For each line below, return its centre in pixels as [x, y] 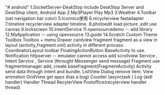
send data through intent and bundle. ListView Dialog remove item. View [79, 71]
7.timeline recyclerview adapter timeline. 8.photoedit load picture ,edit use [81, 24]
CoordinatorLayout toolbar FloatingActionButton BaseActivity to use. [75, 50]
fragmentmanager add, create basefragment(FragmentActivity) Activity [79, 66]
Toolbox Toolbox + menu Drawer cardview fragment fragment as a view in [82, 40]
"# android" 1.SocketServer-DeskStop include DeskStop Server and [75, 7]
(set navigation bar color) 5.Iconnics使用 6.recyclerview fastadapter [75, 18]
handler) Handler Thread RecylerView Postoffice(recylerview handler [76, 82]
